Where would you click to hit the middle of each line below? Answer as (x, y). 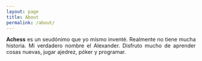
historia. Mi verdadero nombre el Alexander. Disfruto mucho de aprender (101, 46)
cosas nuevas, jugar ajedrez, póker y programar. (66, 52)
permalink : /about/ (31, 23)
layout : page (23, 12)
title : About (23, 17)
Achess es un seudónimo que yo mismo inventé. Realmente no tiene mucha (101, 40)
